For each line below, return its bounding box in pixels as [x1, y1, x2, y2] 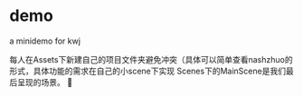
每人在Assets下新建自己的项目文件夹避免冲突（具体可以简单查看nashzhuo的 [9, 53, 293, 64]
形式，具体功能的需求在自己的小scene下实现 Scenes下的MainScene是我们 [9, 65, 287, 76]
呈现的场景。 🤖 [16, 76, 73, 87]
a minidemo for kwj [9, 35, 81, 46]
